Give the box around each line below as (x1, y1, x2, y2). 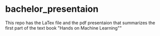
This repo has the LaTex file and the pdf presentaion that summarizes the (5, 20, 156, 26)
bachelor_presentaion (5, 3, 99, 15)
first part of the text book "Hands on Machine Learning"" (5, 25, 122, 31)
